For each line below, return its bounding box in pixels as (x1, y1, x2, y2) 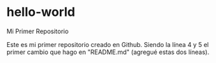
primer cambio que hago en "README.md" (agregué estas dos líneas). (6, 48, 210, 56)
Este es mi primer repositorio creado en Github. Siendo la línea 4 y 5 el (6, 40, 209, 48)
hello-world (6, 4, 76, 20)
